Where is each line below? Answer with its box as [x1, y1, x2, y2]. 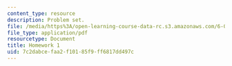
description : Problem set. [7, 16, 85, 23]
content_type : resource [7, 10, 76, 17]
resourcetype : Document [7, 36, 76, 43]
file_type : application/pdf [7, 29, 88, 36]
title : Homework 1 [7, 42, 60, 49]
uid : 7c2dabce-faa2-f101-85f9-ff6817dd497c [7, 49, 135, 56]
